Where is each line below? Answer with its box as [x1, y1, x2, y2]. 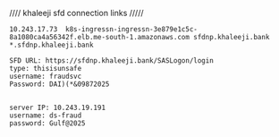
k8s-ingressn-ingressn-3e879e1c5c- [65, 25, 199, 34]
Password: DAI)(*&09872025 [9, 80, 110, 89]
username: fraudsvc [9, 72, 82, 81]
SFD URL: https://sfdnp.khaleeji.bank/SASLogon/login [9, 56, 215, 65]
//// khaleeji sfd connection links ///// [9, 8, 145, 18]
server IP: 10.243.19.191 [9, 103, 106, 112]
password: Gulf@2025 [9, 119, 87, 128]
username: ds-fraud [9, 111, 82, 120]
